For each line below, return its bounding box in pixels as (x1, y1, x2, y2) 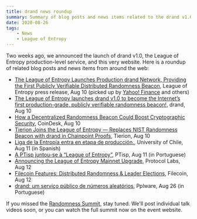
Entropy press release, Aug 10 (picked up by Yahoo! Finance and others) (14, 89, 189, 95)
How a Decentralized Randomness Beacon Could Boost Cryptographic (14, 114, 185, 121)
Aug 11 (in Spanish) (14, 145, 61, 152)
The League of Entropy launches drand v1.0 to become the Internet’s (14, 95, 181, 102)
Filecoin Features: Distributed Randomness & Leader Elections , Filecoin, (14, 170, 189, 177)
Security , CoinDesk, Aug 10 (14, 120, 81, 127)
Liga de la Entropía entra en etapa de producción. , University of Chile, (14, 139, 184, 145)
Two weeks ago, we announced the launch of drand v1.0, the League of (6, 52, 179, 59)
